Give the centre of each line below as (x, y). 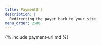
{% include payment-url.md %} (37, 37)
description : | (21, 14)
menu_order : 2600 (23, 23)
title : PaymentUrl (24, 10)
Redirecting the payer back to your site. (54, 19)
